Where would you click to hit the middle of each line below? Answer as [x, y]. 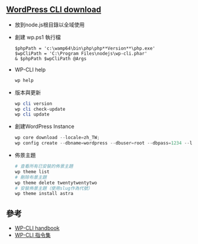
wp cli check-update [40, 109]
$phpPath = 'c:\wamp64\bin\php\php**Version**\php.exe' [85, 48]
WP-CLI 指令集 [33, 235]
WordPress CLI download [54, 10]
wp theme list [32, 172]
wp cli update [32, 114]
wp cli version [33, 103]
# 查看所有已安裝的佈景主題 [44, 166]
